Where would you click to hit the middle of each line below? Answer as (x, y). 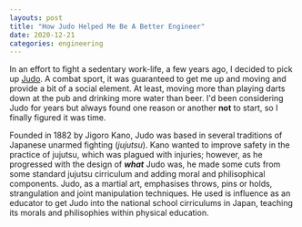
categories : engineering (56, 43)
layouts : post (36, 18)
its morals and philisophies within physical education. (109, 213)
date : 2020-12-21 (42, 35)
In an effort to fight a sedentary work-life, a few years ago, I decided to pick (151, 69)
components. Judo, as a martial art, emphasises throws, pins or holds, (141, 184)
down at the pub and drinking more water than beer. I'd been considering (146, 98)
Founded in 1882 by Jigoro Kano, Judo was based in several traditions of (146, 135)
